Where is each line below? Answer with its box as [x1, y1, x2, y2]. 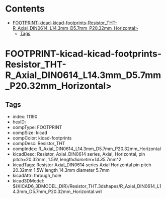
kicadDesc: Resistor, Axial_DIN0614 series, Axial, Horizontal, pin [12, 151, 145, 157]
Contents [5, 3, 45, 15]
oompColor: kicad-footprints [12, 135, 72, 141]
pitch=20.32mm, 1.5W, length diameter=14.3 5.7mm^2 [12, 156, 122, 162]
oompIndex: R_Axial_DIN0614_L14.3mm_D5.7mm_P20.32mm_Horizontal [12, 146, 161, 152]
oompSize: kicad [12, 129, 48, 136]
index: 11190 [12, 113, 38, 119]
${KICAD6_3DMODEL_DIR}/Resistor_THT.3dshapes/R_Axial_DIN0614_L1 [12, 183, 161, 189]
